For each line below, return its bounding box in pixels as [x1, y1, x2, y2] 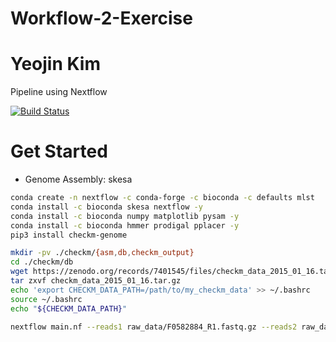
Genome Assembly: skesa [24, 173, 133, 186]
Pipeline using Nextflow [10, 86, 108, 98]
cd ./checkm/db [10, 257, 74, 267]
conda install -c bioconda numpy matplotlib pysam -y [10, 211, 240, 221]
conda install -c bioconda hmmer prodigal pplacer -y [10, 220, 240, 231]
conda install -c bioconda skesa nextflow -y [10, 202, 203, 212]
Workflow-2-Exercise [10, 7, 193, 30]
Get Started [10, 140, 108, 163]
